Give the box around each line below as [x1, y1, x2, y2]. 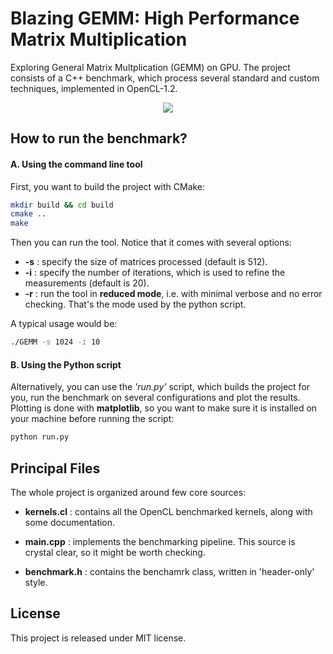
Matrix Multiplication [10, 28, 188, 51]
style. [24, 576, 48, 588]
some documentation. [24, 516, 116, 528]
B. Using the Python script [10, 358, 122, 371]
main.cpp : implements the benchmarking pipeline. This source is [24, 535, 296, 547]
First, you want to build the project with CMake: [10, 180, 206, 192]
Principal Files [10, 460, 101, 477]
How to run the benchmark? [10, 130, 188, 147]
